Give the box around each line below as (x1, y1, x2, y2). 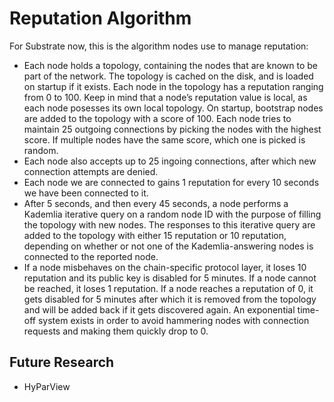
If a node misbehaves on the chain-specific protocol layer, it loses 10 (23, 261, 307, 273)
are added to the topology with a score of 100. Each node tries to (23, 112, 292, 124)
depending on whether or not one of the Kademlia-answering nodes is (23, 240, 314, 252)
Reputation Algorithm (9, 7, 192, 30)
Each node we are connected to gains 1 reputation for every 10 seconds (23, 176, 320, 188)
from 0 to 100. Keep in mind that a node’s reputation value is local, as (23, 91, 308, 103)
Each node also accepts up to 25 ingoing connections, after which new (23, 155, 317, 167)
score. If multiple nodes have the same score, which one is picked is (23, 133, 306, 146)
